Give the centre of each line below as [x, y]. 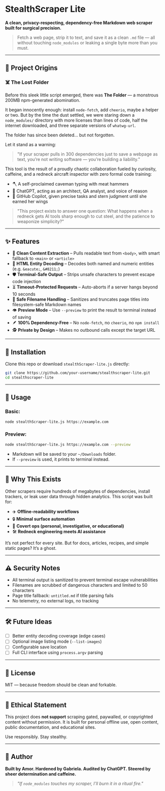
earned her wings [30, 201]
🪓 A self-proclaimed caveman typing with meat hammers [70, 184]
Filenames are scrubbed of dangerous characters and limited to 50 [80, 585]
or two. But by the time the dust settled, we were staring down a [70, 115]
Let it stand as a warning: [31, 144]
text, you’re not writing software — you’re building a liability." [79, 159]
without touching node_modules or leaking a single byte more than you [87, 42]
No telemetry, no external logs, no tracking [55, 601]
